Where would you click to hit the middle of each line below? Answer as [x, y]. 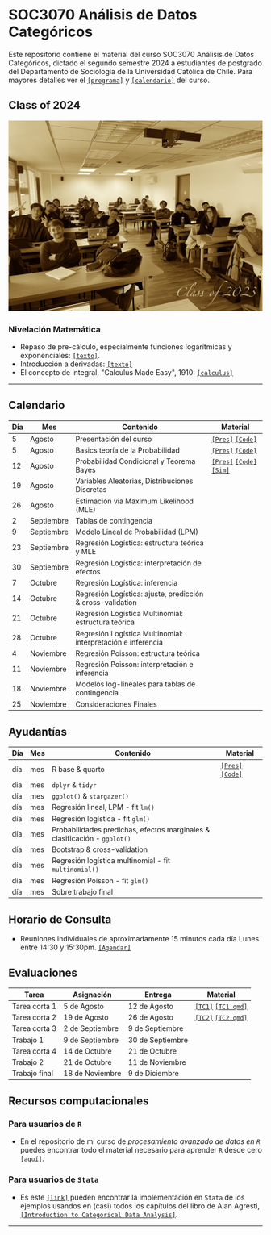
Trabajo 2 [28, 1062]
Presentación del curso [114, 439]
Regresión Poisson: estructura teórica [138, 653]
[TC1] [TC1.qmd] [221, 1007]
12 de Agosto [150, 1006]
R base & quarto [78, 770]
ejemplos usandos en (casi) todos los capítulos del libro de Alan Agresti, [140, 1206]
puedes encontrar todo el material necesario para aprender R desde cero [141, 1150]
